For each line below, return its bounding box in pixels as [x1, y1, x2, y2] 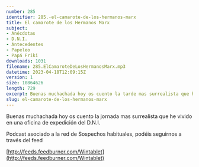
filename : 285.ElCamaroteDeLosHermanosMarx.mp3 [6, 63, 126, 70]
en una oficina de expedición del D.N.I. [6, 119, 101, 126]
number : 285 [6, 8, 36, 15]
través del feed [6, 136, 43, 143]
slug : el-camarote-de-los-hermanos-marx [6, 96, 108, 102]
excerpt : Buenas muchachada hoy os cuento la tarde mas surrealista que [6, 91, 190, 97]
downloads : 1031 [6, 58, 46, 64]
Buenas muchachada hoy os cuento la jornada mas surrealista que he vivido [6, 113, 192, 120]
